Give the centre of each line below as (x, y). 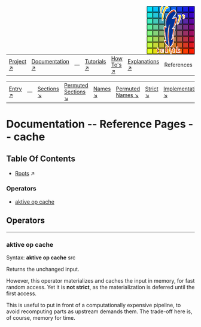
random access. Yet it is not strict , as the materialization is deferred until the (100, 287)
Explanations (144, 62)
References (178, 65)
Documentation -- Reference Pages (96, 124)
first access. (22, 293)
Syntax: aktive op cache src (41, 258)
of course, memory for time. (41, 317)
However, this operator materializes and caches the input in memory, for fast (100, 280)
